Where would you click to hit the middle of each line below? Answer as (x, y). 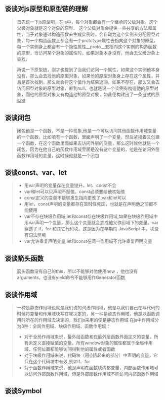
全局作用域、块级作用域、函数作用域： (71, 326)
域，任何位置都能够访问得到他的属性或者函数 (70, 349)
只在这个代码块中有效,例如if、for (57, 362)
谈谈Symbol (23, 391)
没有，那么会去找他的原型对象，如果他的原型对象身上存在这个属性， (86, 75)
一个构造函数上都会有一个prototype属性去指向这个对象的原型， (94, 40)
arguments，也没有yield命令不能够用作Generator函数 (71, 277)
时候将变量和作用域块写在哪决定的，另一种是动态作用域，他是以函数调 (88, 314)
